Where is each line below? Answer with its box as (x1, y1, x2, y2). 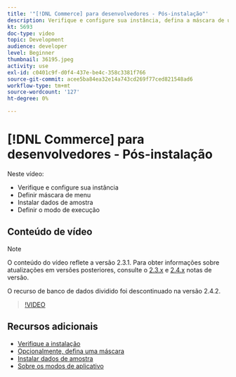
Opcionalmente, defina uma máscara (17, 347, 125, 355)
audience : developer (7, 43, 68, 50)
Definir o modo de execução (17, 205, 100, 214)
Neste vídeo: (7, 169, 44, 178)
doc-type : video (7, 29, 55, 37)
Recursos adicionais (7, 321, 98, 333)
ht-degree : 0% (7, 95, 49, 102)
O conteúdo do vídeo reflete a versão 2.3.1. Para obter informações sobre (7, 258, 220, 267)
